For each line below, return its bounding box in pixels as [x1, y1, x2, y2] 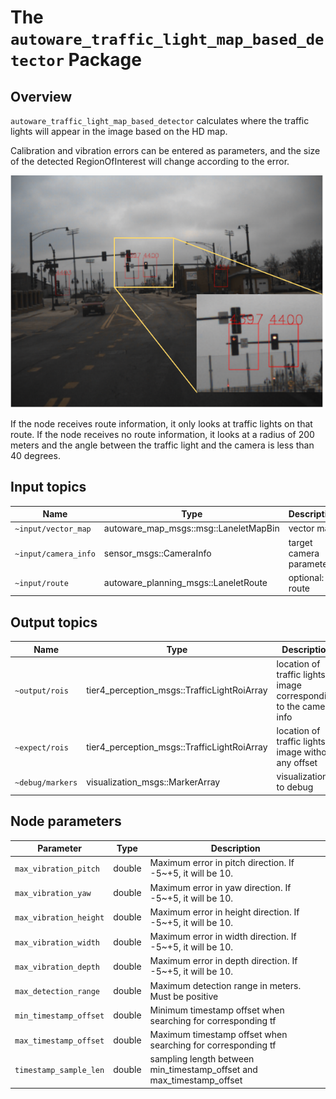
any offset [276, 757, 318, 769]
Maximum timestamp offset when [149, 1029, 288, 1041]
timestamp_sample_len [14, 1066, 105, 1076]
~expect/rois [14, 742, 69, 753]
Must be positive [149, 990, 219, 1002]
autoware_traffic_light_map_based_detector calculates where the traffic [10, 115, 310, 126]
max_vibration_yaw [14, 889, 92, 899]
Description [210, 842, 261, 855]
